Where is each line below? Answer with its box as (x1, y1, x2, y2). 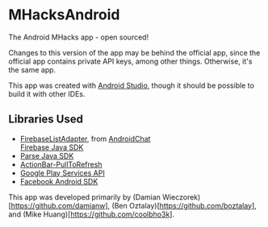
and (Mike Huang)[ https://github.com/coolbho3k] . (8, 209, 175, 219)
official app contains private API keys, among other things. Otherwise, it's (8, 56, 253, 66)
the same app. (8, 64, 57, 74)
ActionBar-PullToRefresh (19, 159, 103, 169)
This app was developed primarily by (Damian (8, 192, 161, 202)
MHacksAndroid (8, 6, 120, 24)
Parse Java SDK (19, 151, 74, 160)
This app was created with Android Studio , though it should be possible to (8, 80, 254, 90)
